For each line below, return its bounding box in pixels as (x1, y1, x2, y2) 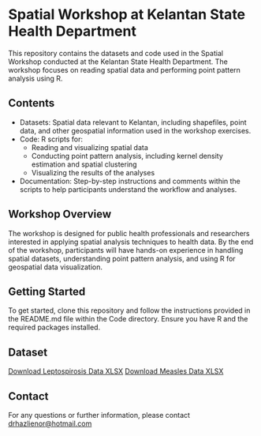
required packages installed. (8, 322, 101, 333)
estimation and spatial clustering (31, 160, 137, 169)
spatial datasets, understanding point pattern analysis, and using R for (8, 254, 236, 263)
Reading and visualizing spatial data (31, 142, 148, 152)
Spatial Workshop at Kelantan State (8, 6, 246, 24)
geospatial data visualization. (8, 262, 103, 272)
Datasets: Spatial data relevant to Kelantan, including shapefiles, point (19, 117, 247, 127)
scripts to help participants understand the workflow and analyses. (19, 184, 237, 194)
